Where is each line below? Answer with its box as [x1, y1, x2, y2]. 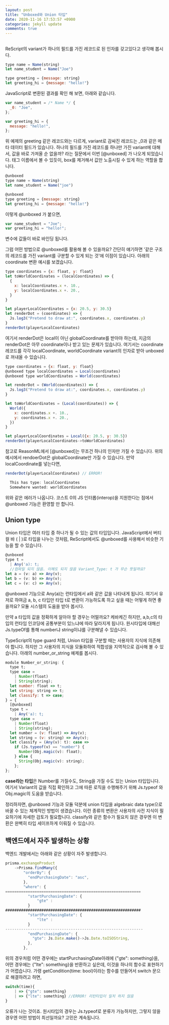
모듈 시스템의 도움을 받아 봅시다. [21, 603, 84, 609]
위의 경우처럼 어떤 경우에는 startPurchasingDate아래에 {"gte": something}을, [5, 955, 159, 961]
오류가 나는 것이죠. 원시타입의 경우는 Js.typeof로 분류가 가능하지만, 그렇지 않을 [5, 1008, 161, 1014]
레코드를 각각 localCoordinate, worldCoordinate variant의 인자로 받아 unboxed [5, 347, 164, 354]
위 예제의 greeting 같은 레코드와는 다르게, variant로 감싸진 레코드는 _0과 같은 [5, 138, 157, 144]
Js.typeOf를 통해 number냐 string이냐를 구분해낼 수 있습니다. [5, 626, 128, 632]
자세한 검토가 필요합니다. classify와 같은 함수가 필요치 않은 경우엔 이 [22, 814, 157, 820]
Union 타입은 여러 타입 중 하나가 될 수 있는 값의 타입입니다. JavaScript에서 [5, 530, 152, 536]
